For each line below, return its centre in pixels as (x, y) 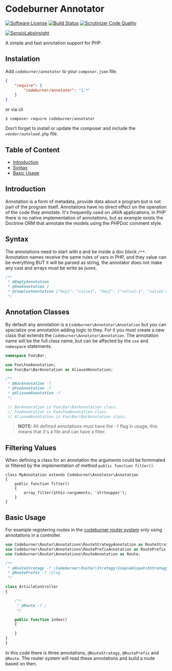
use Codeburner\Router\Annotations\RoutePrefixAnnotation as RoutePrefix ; (87, 549)
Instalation (23, 59)
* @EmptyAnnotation (28, 282)
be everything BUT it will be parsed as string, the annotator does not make (84, 262)
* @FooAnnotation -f (29, 388)
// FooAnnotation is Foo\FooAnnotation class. (58, 412)
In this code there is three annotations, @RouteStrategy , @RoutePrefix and (82, 653)
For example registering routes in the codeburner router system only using (84, 530)
